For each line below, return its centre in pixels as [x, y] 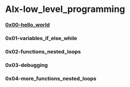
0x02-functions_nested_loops [43, 51]
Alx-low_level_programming [65, 9]
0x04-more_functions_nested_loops [51, 78]
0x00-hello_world [27, 25]
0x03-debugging [26, 65]
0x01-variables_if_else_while [41, 38]
